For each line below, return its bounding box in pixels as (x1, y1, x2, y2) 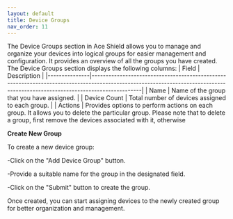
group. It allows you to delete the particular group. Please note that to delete (7, 108, 226, 117)
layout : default (7, 10, 54, 17)
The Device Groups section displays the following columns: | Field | (7, 64, 200, 73)
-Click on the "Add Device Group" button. (7, 156, 126, 165)
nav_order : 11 (7, 23, 49, 30)
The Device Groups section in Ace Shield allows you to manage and (7, 42, 202, 51)
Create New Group (7, 129, 62, 138)
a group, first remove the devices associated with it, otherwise (7, 116, 186, 124)
